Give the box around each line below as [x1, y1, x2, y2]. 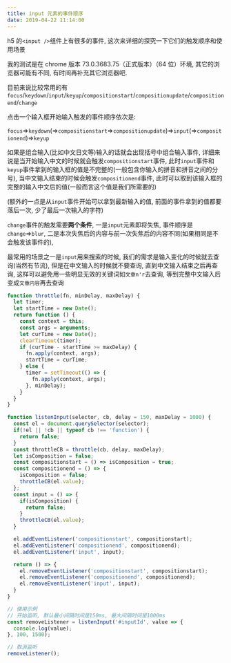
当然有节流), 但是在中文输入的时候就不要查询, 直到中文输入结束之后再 [15, 261, 212, 270]
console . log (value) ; [13, 625, 72, 632]
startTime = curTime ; [25, 357, 88, 364]
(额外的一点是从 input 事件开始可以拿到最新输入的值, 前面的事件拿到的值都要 [7, 197, 222, 205]
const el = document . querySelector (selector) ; [13, 420, 150, 427]
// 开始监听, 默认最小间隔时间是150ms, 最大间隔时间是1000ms [7, 612, 165, 619]
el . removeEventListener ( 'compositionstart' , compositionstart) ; [19, 568, 208, 575]
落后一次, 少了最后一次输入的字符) [7, 205, 104, 214]
